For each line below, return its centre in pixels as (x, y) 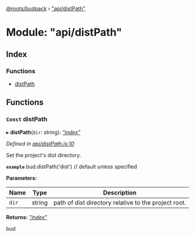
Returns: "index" (27, 217)
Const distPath (27, 119)
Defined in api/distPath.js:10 (40, 144)
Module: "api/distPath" (64, 33)
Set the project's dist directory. (44, 155)
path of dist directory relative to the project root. (120, 202)
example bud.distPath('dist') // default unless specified (72, 166)
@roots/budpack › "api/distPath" (46, 9)
